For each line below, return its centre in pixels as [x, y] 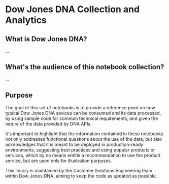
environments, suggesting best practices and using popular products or [80, 150]
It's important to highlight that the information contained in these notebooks [84, 134]
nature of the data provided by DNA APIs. [48, 124]
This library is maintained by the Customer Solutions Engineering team [79, 170]
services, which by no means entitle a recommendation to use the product [83, 155]
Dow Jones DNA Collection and [73, 9]
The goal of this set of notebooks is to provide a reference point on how [80, 107]
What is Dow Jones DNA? [46, 39]
